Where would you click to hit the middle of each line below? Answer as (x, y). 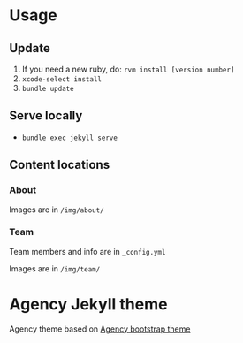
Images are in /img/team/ (55, 268)
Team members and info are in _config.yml (87, 251)
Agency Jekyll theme (88, 304)
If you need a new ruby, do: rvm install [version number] (128, 69)
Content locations (60, 165)
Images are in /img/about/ (57, 210)
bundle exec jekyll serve (69, 138)
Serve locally (46, 116)
